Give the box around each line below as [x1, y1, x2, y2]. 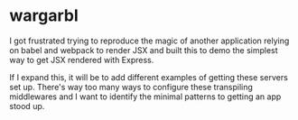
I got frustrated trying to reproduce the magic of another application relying [9, 35, 290, 46]
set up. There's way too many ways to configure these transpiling [9, 81, 253, 92]
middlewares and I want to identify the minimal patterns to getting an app [9, 91, 282, 102]
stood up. [9, 100, 45, 111]
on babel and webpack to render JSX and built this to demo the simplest [9, 44, 278, 55]
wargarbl [9, 5, 79, 26]
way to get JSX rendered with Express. [9, 54, 154, 65]
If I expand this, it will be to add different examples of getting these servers [9, 71, 289, 82]
